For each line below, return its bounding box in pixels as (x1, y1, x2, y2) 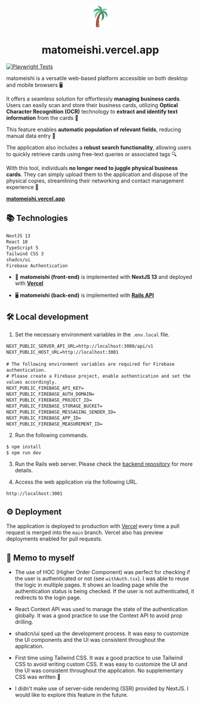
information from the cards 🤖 (6, 114, 79, 122)
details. (14, 466, 33, 474)
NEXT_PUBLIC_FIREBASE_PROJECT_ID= (6, 397, 93, 403)
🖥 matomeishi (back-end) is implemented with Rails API (14, 292, 154, 299)
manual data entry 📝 (6, 132, 56, 139)
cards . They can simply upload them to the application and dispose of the (6, 171, 188, 178)
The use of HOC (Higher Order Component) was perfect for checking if (14, 569, 190, 576)
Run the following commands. (14, 431, 88, 439)
